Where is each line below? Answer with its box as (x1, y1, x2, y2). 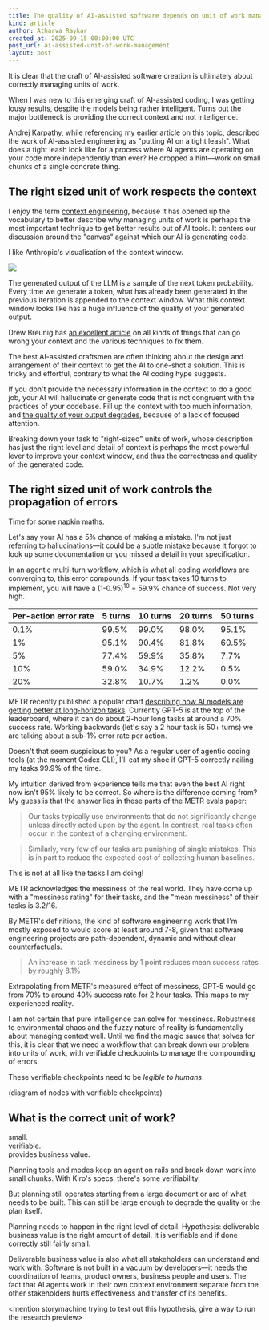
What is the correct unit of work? (8, 1111, 176, 1125)
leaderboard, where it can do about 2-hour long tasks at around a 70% (8, 714, 242, 724)
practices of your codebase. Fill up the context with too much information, (8, 401, 253, 411)
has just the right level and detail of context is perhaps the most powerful (8, 442, 250, 452)
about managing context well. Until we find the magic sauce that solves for (8, 1032, 255, 1041)
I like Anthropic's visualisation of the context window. (8, 247, 183, 257)
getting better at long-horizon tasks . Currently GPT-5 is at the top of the (8, 705, 246, 715)
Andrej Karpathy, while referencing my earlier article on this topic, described (8, 128, 260, 137)
